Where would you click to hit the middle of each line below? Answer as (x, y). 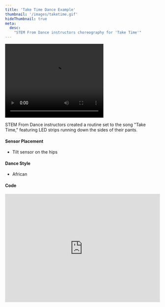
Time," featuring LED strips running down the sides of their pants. (71, 130)
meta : (11, 23)
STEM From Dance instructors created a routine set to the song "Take (75, 124)
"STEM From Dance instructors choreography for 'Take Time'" (78, 32)
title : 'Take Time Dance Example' (41, 10)
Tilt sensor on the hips (35, 152)
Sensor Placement (24, 141)
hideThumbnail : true (26, 19)
